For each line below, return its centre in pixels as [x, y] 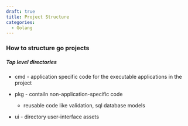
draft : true [20, 11]
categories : [20, 22]
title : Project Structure [37, 17]
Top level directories [32, 62]
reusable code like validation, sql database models [84, 106]
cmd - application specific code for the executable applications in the [98, 77]
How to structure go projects [48, 48]
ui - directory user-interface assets [57, 117]
